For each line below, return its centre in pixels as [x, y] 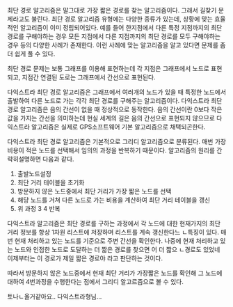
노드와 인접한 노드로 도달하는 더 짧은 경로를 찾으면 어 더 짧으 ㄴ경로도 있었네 [117, 250]
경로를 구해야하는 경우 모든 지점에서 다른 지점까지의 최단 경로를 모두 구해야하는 [114, 36]
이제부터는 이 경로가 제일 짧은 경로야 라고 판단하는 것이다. [85, 258]
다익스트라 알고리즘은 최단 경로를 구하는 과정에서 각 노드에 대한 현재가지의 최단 [114, 223]
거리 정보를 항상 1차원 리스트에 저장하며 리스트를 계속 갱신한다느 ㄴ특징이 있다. [113, 232]
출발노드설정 [34, 174]
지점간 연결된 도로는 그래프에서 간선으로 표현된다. [89, 77]
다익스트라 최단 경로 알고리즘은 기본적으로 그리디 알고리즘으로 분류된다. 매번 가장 [117, 142]
